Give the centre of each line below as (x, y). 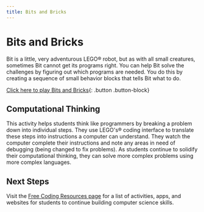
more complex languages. (39, 162)
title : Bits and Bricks (37, 12)
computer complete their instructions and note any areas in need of (91, 143)
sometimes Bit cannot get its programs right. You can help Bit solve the (95, 65)
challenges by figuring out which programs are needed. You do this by (94, 72)
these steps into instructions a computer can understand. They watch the (98, 137)
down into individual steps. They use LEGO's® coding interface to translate (100, 130)
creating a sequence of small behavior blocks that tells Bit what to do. (94, 78)
